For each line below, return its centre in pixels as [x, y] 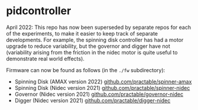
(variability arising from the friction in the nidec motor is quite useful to [92, 52]
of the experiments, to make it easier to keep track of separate [82, 33]
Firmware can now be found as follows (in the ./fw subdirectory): [86, 70]
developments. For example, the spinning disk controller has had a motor [95, 40]
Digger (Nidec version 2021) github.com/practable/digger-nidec [92, 100]
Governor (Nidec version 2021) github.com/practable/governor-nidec [99, 94]
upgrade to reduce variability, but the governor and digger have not [88, 46]
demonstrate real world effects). [45, 59]
